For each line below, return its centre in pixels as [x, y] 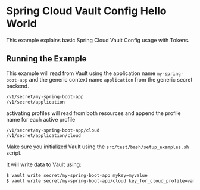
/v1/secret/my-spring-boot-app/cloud [53, 130]
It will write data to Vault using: [44, 164]
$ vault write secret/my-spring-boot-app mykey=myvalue [77, 175]
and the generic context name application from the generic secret [111, 79]
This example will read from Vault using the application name [81, 73]
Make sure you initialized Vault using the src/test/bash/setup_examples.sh [98, 147]
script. [14, 152]
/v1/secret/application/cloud [44, 135]
